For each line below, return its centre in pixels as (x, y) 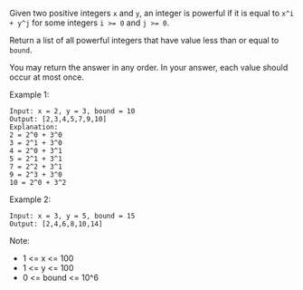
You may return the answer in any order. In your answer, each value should (149, 68)
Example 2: (30, 199)
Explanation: (34, 127)
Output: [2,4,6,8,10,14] (56, 224)
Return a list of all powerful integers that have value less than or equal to (144, 40)
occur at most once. (47, 77)
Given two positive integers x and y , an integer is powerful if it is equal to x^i (152, 13)
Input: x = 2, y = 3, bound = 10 (72, 111)
